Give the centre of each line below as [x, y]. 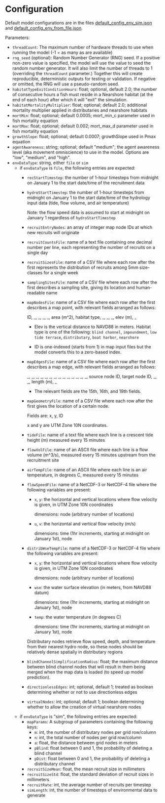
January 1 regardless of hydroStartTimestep [71, 217]
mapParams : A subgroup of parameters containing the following [90, 721]
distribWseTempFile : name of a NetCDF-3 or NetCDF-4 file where [93, 548]
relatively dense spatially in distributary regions [75, 652]
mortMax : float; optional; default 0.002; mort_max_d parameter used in [83, 126]
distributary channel [55, 763]
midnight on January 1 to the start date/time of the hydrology [88, 197]
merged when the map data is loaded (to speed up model [85, 672]
